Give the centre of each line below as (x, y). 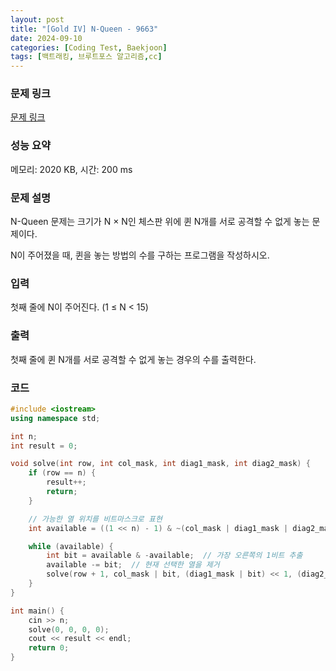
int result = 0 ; (44, 446)
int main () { (37, 611)
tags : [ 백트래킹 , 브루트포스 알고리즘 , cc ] (86, 57)
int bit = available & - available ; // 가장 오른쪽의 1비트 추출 (174, 556)
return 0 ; (49, 648)
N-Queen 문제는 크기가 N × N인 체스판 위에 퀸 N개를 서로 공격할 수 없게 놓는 (160, 222)
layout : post (37, 19)
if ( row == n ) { (62, 473)
